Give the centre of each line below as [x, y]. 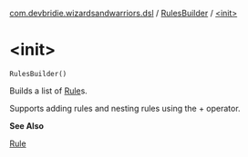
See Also [26, 125]
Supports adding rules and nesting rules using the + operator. [125, 108]
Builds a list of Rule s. [49, 91]
